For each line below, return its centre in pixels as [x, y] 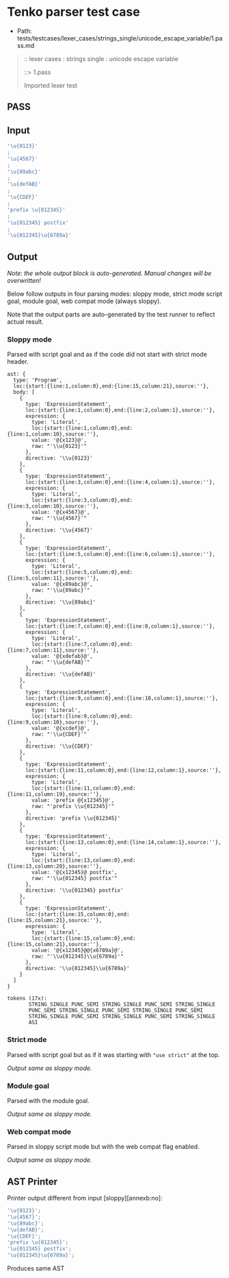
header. [18, 362]
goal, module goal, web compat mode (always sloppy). [84, 301]
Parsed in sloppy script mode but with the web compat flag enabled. [103, 1147]
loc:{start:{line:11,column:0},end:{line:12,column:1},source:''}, [123, 770]
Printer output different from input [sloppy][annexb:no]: [85, 1198]
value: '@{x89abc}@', [63, 584]
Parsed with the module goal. [49, 1100]
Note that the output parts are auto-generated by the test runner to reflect [111, 315]
